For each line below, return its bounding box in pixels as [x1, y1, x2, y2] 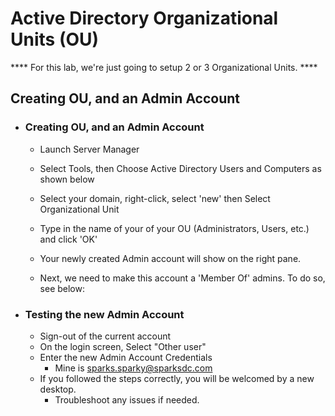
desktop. [39, 383, 77, 395]
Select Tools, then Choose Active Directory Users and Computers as [39, 162, 322, 174]
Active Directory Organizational [10, 7, 279, 30]
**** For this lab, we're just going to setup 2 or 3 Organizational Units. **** [10, 61, 318, 73]
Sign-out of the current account [39, 330, 172, 342]
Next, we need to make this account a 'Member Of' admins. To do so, [39, 272, 326, 284]
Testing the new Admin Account [24, 307, 185, 321]
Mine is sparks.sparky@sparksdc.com [54, 362, 213, 374]
